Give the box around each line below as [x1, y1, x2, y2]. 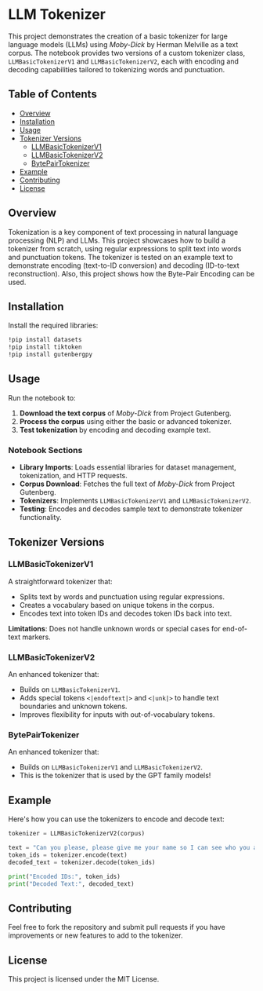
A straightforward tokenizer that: [8, 576, 113, 586]
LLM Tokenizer [8, 5, 106, 24]
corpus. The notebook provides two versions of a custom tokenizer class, [8, 48, 245, 57]
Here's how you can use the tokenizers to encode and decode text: [8, 814, 225, 824]
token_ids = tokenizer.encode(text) [8, 850, 128, 859]
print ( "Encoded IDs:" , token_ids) [8, 872, 121, 880]
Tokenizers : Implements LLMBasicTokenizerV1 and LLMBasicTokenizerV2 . [19, 496, 252, 506]
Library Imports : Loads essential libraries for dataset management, [19, 463, 236, 472]
